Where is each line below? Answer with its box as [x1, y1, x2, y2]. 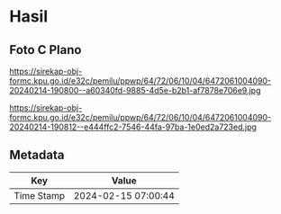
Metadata [9, 147, 65, 163]
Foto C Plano [9, 42, 82, 58]
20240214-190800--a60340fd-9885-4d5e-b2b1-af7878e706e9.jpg [9, 85, 261, 95]
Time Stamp [14, 189, 66, 201]
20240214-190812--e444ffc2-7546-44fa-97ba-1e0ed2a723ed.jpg [9, 121, 257, 132]
